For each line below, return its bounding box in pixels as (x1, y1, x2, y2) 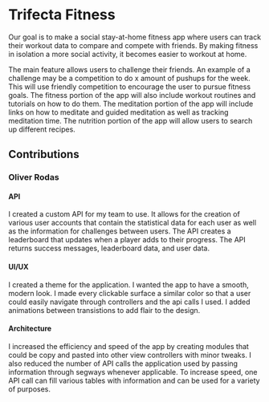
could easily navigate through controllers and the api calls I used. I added (8, 297, 251, 307)
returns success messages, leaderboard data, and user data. (8, 243, 210, 254)
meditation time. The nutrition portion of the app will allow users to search (8, 116, 253, 125)
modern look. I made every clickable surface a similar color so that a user (8, 288, 251, 298)
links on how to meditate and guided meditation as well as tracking (8, 107, 229, 117)
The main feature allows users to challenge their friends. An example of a (8, 64, 251, 74)
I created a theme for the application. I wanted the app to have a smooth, (8, 279, 249, 290)
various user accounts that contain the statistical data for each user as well (8, 218, 257, 228)
